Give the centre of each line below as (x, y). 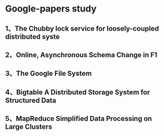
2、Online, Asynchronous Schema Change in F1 (81, 55)
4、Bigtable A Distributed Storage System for (78, 92)
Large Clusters (29, 127)
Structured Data (31, 100)
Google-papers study (51, 9)
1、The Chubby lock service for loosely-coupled (82, 28)
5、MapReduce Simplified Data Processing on (78, 119)
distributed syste (33, 36)
